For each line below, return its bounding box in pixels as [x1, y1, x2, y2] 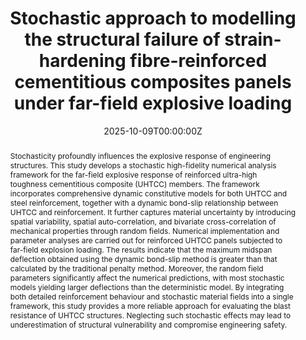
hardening [38, 50, 127, 72]
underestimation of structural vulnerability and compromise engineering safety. [9, 319, 288, 330]
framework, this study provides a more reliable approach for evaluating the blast [9, 300, 291, 311]
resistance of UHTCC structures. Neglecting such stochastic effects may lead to [9, 310, 292, 321]
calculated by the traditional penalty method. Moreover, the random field [9, 263, 264, 274]
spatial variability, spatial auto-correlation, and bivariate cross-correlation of [9, 216, 277, 227]
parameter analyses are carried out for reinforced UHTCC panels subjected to [9, 235, 283, 246]
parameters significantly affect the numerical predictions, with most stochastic [9, 272, 285, 283]
